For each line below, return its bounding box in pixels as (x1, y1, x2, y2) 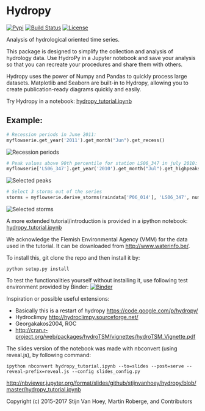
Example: (6, 115, 43, 126)
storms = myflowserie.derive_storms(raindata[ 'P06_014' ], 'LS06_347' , (6, 194, 190, 201)
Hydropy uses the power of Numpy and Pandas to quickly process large (6, 72, 187, 80)
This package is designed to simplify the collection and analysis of (6, 47, 174, 55)
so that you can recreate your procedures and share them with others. (6, 61, 183, 68)
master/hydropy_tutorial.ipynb (6, 386, 81, 393)
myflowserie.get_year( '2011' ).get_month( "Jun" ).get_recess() (6, 137, 165, 143)
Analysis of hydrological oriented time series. (6, 36, 120, 43)
